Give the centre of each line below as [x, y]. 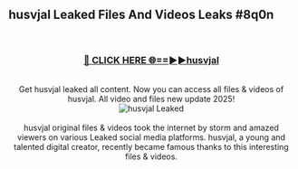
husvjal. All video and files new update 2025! [151, 99]
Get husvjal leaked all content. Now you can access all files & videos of [151, 89]
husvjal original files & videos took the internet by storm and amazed [151, 128]
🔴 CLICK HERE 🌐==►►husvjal [151, 60]
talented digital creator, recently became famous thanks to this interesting [151, 147]
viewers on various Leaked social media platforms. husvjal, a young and [151, 137]
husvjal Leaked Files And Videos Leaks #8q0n [141, 15]
